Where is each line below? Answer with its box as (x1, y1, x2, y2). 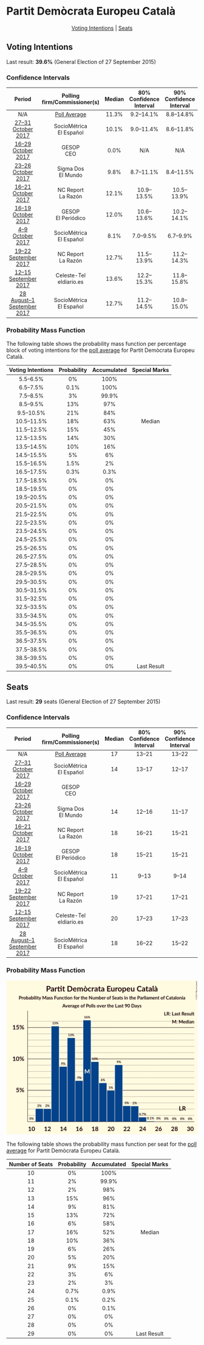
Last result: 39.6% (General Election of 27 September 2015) (6, 58, 157, 65)
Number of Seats (8, 1160, 53, 1168)
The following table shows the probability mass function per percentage (6, 340, 186, 347)
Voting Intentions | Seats (71, 24, 133, 32)
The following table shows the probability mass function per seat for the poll (6, 1141, 197, 1148)
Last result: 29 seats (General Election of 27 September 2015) (6, 698, 161, 706)
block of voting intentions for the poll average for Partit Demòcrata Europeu (6, 346, 195, 354)
